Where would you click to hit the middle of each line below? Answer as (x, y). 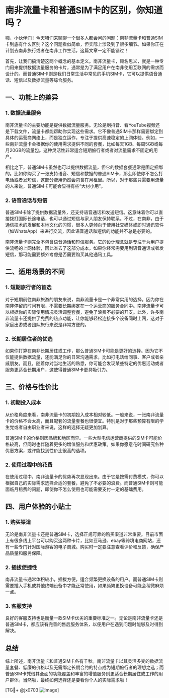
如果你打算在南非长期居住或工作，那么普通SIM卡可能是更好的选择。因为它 (82, 351)
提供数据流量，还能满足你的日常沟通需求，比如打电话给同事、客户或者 (87, 357)
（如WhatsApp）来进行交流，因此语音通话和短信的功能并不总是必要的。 (80, 231)
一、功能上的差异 (32, 97)
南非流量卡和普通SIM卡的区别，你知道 (84, 10)
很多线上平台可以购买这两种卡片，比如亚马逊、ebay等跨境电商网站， (85, 540)
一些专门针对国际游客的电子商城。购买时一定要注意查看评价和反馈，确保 (84, 546)
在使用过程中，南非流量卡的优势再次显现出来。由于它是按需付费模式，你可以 (84, 476)
